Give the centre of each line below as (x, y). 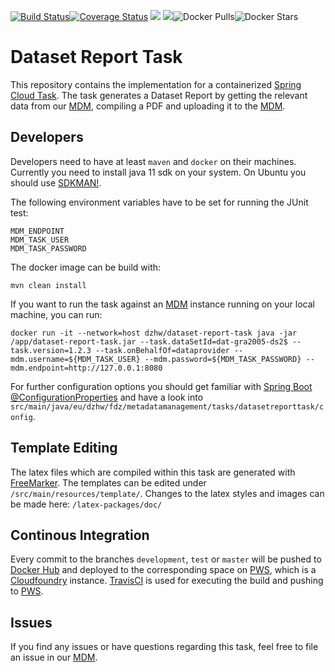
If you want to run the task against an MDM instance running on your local (162, 304)
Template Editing (64, 448)
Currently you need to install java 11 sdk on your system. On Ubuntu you (158, 172)
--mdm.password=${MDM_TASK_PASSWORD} (223, 359)
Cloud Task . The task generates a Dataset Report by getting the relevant (159, 95)
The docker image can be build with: (86, 267)
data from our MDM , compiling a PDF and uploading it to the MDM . (148, 106)
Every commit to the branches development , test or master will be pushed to (166, 559)
